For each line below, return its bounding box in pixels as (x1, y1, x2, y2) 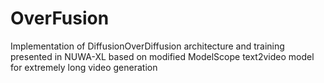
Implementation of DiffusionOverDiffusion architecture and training (10, 40, 285, 52)
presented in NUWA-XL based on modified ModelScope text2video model (10, 50, 315, 62)
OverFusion (10, 7, 110, 30)
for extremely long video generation (10, 61, 158, 73)
